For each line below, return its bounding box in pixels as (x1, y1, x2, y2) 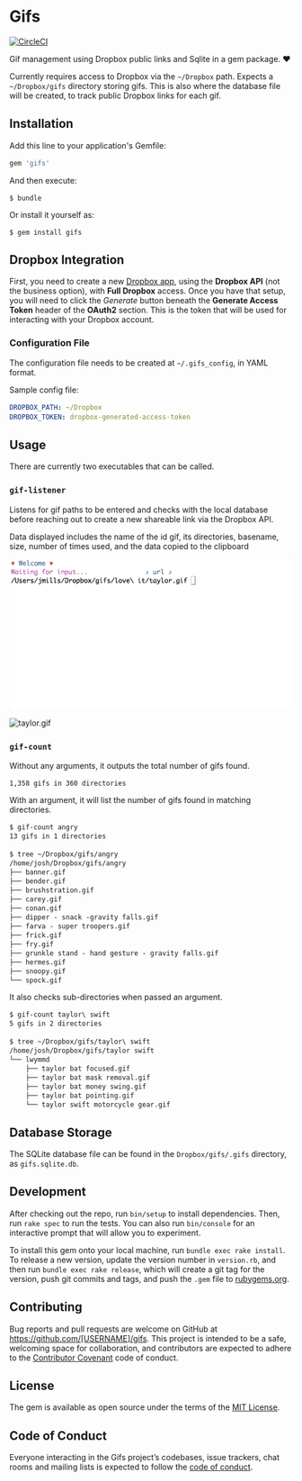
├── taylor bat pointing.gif (25, 1091, 135, 1100)
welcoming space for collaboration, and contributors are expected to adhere (9, 1342, 292, 1353)
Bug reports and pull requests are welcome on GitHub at (9, 1323, 218, 1334)
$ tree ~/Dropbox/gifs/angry (9, 850, 119, 859)
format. (9, 366, 37, 377)
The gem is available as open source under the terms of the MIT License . (9, 1402, 280, 1413)
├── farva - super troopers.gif (9, 922, 130, 931)
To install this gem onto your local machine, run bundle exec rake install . (9, 1244, 286, 1255)
